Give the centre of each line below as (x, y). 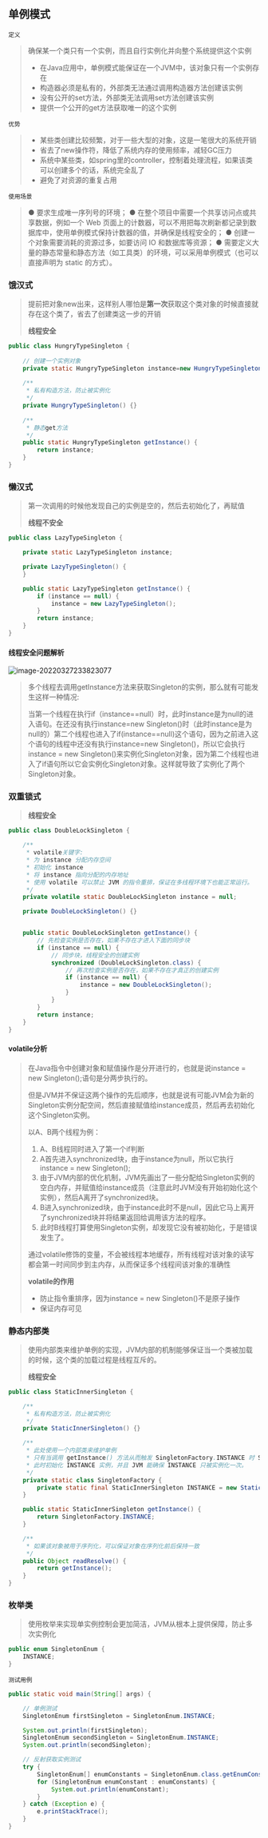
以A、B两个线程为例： (64, 1132)
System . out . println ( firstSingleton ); (85, 1730)
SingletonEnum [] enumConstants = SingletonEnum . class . (130, 1774)
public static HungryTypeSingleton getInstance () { (110, 443)
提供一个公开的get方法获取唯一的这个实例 (108, 107)
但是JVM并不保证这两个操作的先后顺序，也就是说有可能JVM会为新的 (141, 1095)
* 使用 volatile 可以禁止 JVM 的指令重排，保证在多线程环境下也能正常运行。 (140, 882)
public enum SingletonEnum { (57, 1649)
